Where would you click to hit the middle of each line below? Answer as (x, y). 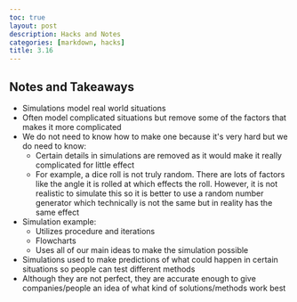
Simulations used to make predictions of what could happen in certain (150, 259)
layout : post (33, 26)
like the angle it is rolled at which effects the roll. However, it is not (157, 184)
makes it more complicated (72, 127)
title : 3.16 (31, 51)
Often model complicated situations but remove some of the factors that (154, 118)
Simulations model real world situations (94, 108)
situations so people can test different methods (108, 269)
